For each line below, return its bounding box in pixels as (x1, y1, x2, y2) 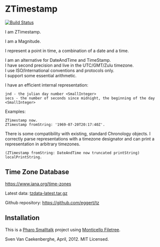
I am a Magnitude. (5, 38, 41, 44)
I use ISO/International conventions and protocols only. (5, 67, 114, 73)
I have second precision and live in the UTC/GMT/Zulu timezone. (5, 62, 134, 68)
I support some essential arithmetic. (5, 72, 77, 78)
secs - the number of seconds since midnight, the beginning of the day (5, 96, 155, 101)
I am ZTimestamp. (5, 29, 41, 35)
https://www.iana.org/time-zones (5, 181, 71, 187)
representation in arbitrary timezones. (5, 141, 80, 147)
